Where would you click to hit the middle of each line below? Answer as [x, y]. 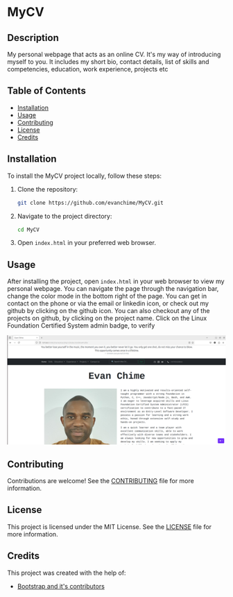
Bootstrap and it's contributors [61, 586]
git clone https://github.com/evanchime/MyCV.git [90, 203]
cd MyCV [28, 230]
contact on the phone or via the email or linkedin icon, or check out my [108, 303]
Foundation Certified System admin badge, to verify [81, 326]
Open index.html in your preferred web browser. [87, 243]
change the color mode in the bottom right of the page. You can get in [107, 296]
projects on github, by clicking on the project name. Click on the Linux [107, 318]
